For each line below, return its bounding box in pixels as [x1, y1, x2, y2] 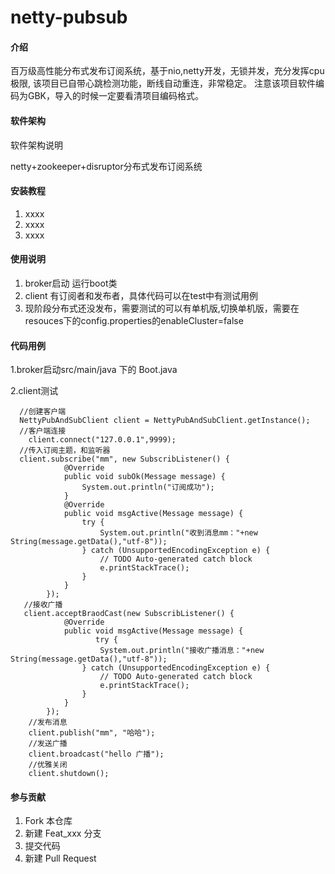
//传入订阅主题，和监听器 [19, 446, 111, 456]
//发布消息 [28, 717, 68, 728]
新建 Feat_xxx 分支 [24, 827, 102, 840]
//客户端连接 [19, 426, 67, 436]
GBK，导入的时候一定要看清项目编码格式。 [27, 90, 205, 102]
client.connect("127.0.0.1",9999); [28, 435, 177, 445]
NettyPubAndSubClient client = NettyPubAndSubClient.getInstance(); [19, 416, 311, 426]
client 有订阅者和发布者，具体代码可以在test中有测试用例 [24, 290, 259, 301]
